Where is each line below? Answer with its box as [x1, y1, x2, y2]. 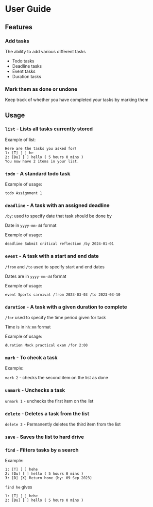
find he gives [5, 484, 33, 490]
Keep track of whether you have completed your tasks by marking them [5, 97, 149, 103]
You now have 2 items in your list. [5, 159, 79, 164]
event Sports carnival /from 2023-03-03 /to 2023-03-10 [5, 292, 120, 297]
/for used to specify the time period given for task [5, 315, 106, 321]
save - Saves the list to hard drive [5, 433, 84, 440]
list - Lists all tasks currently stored [5, 125, 93, 132]
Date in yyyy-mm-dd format [5, 223, 57, 228]
